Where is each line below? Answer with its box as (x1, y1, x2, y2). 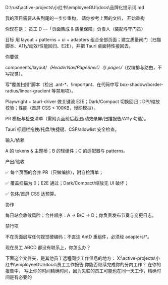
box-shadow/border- (120, 81, 163, 87)
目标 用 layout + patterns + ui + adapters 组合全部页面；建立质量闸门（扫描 (5, 37, 161, 42)
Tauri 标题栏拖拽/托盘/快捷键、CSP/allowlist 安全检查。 (5, 126, 120, 132)
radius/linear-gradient (5, 88, 50, 93)
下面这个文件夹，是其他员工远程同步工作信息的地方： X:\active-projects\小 (5, 255, 160, 261)
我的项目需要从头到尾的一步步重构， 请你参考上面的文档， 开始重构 (5, 15, 145, 21)
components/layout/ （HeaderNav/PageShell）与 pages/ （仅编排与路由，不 (5, 65, 162, 70)
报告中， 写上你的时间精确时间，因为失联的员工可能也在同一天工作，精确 (5, 268, 157, 274)
